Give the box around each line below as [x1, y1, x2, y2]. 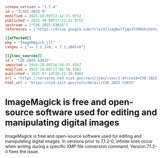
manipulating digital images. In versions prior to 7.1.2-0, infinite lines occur [5, 138, 153, 144]
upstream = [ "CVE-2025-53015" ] [5, 22, 68, 28]
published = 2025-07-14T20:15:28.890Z [5, 72, 83, 76]
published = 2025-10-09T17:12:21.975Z [5, 18, 83, 23]
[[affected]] [5, 36, 32, 41]
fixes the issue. [9, 148, 39, 154]
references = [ [5, 27, 36, 32]
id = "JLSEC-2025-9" [5, 9, 47, 14]
